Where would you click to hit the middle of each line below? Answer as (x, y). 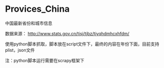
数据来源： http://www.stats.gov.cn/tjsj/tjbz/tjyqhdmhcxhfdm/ (67, 33)
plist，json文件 (20, 50)
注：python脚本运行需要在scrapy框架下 (45, 60)
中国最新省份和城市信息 (29, 23)
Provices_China (37, 9)
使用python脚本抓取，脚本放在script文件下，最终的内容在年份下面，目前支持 (82, 44)
